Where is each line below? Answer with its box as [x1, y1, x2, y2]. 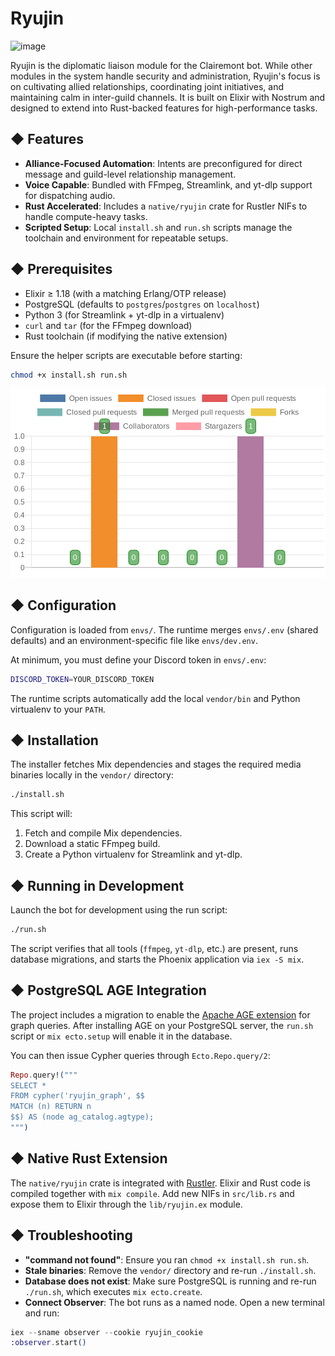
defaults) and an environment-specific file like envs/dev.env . [10, 634, 258, 646]
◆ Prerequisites [10, 261, 113, 278]
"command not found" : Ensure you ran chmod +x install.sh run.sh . [24, 1253, 310, 1266]
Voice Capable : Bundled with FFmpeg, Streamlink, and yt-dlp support [24, 178, 313, 191]
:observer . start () [10, 1338, 87, 1348]
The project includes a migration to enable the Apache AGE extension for [10, 1008, 311, 1021]
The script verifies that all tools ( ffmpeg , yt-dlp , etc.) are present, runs [10, 942, 299, 954]
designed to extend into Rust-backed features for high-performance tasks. [10, 102, 318, 114]
